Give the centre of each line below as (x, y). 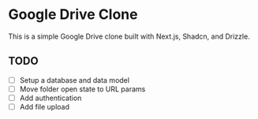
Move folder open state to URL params (82, 89)
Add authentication (50, 98)
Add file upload (44, 106)
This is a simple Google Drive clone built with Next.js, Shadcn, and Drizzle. (129, 36)
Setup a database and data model (75, 80)
